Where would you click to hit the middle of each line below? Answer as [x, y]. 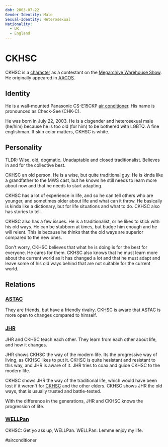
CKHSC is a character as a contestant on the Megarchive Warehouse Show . [83, 72]
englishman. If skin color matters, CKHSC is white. [57, 131]
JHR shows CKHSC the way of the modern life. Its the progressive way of [81, 355]
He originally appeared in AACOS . [40, 78]
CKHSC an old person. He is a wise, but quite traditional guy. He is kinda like [84, 175]
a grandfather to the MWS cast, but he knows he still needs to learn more [81, 180]
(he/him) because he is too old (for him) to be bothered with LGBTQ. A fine [82, 126]
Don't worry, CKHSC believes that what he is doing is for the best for [76, 247]
